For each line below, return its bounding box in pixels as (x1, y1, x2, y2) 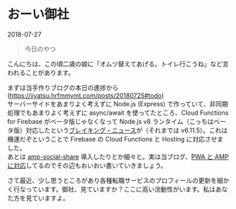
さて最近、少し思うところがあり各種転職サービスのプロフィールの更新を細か (7, 176, 230, 184)
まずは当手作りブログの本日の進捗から (7, 83, 118, 91)
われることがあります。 (7, 68, 75, 77)
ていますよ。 (31, 194, 69, 202)
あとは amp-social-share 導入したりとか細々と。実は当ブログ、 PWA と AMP (7, 152, 229, 160)
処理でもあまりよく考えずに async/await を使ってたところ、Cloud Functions (7, 108, 229, 117)
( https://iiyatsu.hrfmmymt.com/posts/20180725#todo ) (7, 91, 164, 99)
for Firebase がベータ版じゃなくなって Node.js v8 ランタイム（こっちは (7, 117, 214, 125)
